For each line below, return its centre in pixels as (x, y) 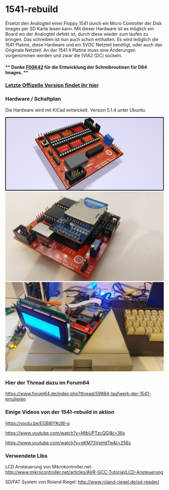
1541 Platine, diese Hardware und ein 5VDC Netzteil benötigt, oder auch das (84, 44)
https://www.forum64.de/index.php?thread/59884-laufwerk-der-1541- (78, 394)
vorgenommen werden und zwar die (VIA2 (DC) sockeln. (64, 55)
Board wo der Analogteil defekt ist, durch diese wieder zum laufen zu (77, 34)
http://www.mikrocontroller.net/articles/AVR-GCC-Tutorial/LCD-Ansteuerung (84, 472)
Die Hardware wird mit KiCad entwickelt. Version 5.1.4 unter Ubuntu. (76, 110)
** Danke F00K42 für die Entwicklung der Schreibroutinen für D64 (76, 67)
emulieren (16, 399)
